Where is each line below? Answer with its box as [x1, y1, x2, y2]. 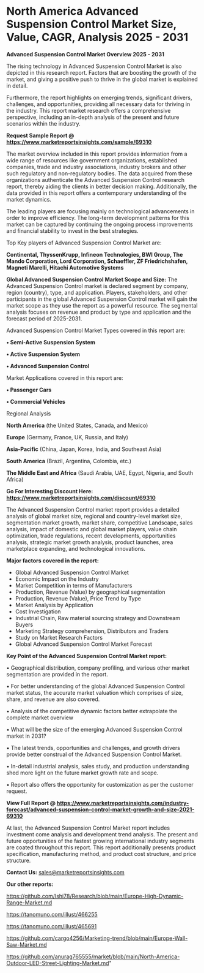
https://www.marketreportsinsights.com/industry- [56, 799, 189, 806]
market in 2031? [6, 732, 47, 740]
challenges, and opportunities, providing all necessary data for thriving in [6, 100, 191, 108]
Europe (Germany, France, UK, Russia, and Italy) [6, 433, 128, 441]
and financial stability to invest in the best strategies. [6, 227, 139, 234]
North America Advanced [6, 4, 139, 18]
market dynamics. [6, 195, 52, 203]
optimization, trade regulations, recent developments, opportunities [6, 532, 176, 539]
